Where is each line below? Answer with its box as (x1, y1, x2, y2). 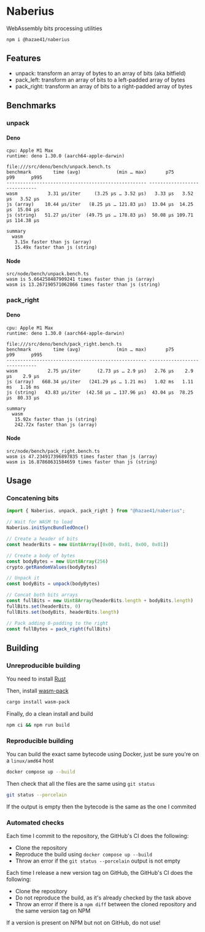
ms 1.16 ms (6, 384, 40, 390)
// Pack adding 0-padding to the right (6, 620, 109, 626)
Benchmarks (6, 100, 56, 111)
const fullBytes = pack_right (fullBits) (6, 625, 112, 632)
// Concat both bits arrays (6, 592, 79, 598)
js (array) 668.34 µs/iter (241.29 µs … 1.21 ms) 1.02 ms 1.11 (6, 378, 193, 385)
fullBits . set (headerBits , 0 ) (6, 603, 81, 609)
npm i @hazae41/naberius (6, 36, 70, 42)
